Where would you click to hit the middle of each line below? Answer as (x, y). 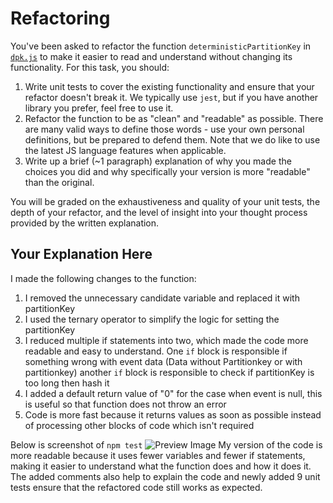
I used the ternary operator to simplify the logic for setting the (152, 319)
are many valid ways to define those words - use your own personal (164, 129)
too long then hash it (67, 383)
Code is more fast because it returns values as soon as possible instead (173, 414)
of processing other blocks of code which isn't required (139, 425)
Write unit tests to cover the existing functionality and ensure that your (169, 86)
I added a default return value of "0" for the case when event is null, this (173, 393)
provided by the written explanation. (85, 223)
